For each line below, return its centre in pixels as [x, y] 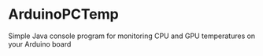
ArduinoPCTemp [64, 14]
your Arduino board [40, 44]
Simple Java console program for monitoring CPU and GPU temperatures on [132, 36]
